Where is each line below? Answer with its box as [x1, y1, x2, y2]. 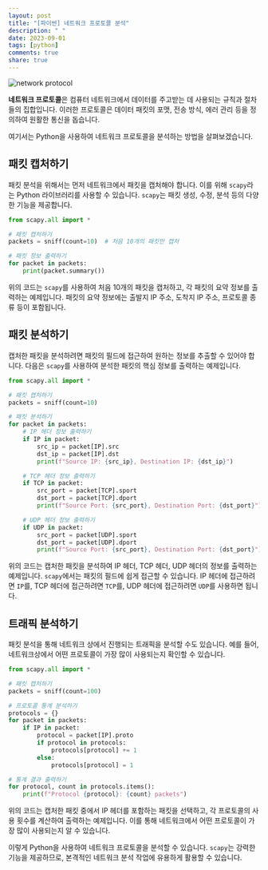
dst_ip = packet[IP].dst [37, 450, 120, 458]
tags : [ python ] [8, 42, 59, 50]
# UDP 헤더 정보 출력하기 [22, 516, 96, 524]
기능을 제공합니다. [16, 200, 73, 209]
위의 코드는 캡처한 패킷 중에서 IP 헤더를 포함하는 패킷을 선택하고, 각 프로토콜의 [8, 806, 251, 816]
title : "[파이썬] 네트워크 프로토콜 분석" [8, 19, 130, 27]
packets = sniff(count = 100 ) [8, 687, 102, 695]
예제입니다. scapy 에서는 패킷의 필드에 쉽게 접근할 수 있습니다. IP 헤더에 [8, 571, 228, 581]
